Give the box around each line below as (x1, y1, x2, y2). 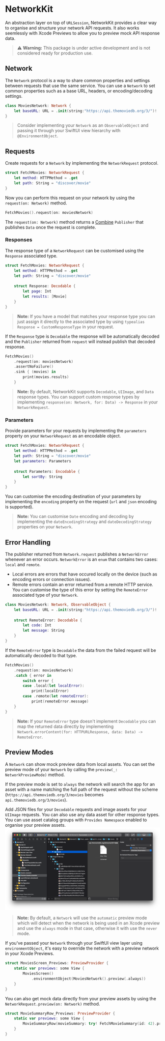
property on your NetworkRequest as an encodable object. (5, 433, 121, 439)
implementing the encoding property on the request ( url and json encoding (5, 499, 157, 505)
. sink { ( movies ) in (14, 370, 56, 375)
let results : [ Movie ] (23, 294, 67, 299)
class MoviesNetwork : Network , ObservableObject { (5, 602, 111, 607)
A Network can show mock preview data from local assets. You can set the (5, 761, 155, 767)
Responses (5, 236, 33, 243)
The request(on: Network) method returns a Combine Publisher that (5, 219, 144, 225)
